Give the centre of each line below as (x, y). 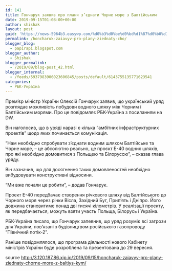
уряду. (12, 159)
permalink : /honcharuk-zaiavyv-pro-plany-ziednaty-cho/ (66, 39)
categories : (18, 82)
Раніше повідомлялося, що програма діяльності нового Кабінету (76, 242)
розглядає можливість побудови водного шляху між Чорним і (73, 106)
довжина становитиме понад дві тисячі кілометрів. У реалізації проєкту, (85, 206)
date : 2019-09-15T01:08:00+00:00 (41, 20)
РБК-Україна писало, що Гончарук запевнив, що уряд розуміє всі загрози (86, 221)
